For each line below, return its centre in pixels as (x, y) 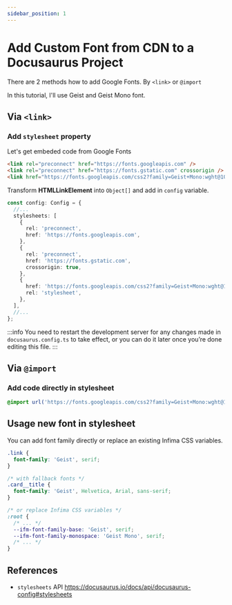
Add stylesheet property (49, 136)
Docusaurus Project (65, 62)
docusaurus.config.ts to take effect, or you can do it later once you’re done (115, 339)
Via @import (32, 368)
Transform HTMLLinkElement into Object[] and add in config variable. (108, 190)
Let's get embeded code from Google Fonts (69, 151)
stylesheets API (40, 587)
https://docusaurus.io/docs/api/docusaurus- (128, 587)
